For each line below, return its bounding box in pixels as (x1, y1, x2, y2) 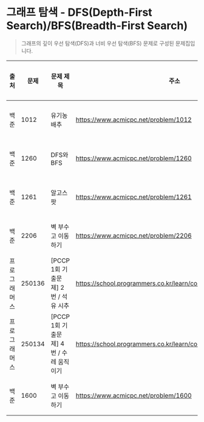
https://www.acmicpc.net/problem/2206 (75, 231, 192, 239)
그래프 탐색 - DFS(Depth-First (6, 5, 153, 19)
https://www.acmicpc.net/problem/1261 (75, 192, 192, 201)
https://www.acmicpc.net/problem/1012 (75, 115, 192, 124)
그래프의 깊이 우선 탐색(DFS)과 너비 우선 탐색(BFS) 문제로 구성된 (21, 39, 174, 47)
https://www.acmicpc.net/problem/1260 (75, 154, 192, 162)
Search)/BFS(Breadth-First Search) (6, 19, 188, 33)
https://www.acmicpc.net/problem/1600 (75, 391, 192, 400)
